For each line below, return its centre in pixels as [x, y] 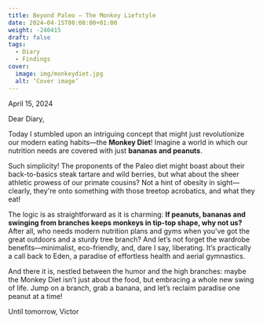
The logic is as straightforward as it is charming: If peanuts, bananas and [127, 214]
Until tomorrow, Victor [44, 311]
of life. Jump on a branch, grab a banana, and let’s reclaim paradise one [124, 288]
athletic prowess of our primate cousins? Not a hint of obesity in [112, 182]
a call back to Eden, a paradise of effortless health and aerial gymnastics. [127, 256]
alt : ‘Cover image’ [47, 81]
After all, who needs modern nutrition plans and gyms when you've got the [129, 231]
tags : [17, 45]
